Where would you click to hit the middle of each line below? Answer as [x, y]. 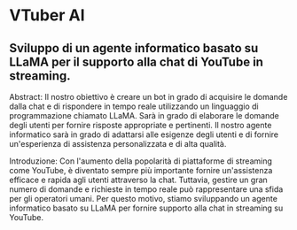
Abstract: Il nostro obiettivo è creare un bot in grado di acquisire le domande [148, 97]
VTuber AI [47, 15]
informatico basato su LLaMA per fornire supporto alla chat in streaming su [146, 208]
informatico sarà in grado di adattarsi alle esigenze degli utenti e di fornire [144, 134]
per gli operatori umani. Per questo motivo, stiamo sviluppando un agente [143, 199]
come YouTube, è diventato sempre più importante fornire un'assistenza [141, 170]
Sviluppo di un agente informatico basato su [134, 48]
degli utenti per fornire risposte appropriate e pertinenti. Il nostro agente [141, 125]
